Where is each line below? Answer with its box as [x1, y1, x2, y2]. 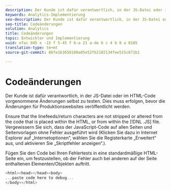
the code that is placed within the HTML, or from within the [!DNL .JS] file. [5, 119, 161, 125]
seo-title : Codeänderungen [5, 21, 63, 27]
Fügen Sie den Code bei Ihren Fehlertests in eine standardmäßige [5, 150, 142, 156]
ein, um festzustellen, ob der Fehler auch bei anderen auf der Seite [17, 156, 157, 162]
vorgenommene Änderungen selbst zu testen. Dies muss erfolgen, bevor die [5, 98, 165, 104]
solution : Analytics [5, 26, 49, 31]
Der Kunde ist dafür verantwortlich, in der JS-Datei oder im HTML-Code [5, 93, 156, 99]
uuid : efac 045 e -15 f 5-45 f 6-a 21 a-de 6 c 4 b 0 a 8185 [5, 41, 138, 46]
